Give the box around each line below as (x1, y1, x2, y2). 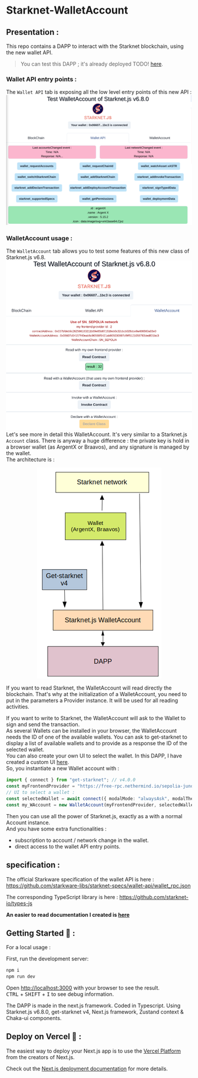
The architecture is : (6, 456, 55, 463)
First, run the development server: (6, 955, 89, 962)
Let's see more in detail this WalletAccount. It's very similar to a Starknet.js (6, 431, 187, 438)
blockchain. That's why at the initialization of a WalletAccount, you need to (6, 691, 187, 698)
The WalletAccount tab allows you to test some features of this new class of (6, 247, 190, 254)
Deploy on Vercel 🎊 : (6, 1031, 81, 1042)
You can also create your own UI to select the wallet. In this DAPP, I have (6, 752, 183, 759)
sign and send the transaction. (6, 721, 80, 728)
